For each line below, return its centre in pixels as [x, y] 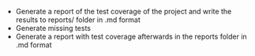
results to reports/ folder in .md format [78, 20]
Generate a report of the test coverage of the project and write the [124, 11]
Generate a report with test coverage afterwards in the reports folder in [131, 36]
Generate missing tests [53, 28]
